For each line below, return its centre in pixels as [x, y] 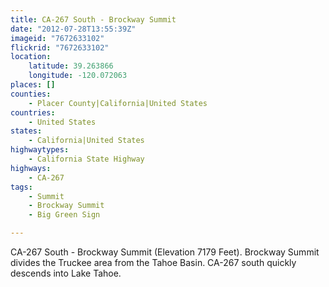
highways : [31, 168]
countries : [33, 112]
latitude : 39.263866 [71, 66]
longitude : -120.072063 [78, 76]
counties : [31, 94]
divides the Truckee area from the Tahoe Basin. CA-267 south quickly [153, 262]
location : [31, 57]
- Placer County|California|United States [118, 103]
